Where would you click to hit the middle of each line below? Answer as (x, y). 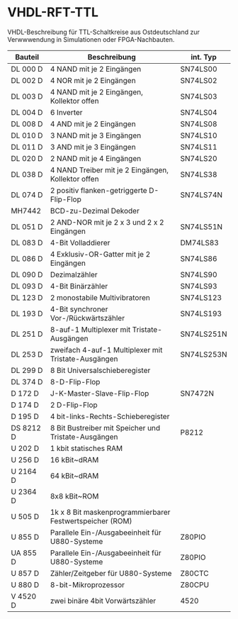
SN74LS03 (199, 96)
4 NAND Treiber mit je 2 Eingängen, (109, 169)
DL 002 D (27, 80)
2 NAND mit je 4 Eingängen (96, 158)
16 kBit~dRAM (74, 459)
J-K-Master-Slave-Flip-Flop (100, 393)
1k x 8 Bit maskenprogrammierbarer (110, 512)
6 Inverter (66, 112)
